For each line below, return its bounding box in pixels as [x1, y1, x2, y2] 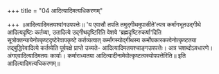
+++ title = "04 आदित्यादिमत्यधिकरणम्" [7, 7, 103, 15]
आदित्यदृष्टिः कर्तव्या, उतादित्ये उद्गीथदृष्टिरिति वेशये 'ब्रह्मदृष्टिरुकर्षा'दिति [7, 28, 161, 36]
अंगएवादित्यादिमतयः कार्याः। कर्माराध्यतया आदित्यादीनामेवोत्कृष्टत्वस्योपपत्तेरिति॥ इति [7, 52, 186, 59]
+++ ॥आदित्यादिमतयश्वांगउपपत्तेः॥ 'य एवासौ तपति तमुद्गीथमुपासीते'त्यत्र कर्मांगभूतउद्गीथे [7, 21, 201, 28]
